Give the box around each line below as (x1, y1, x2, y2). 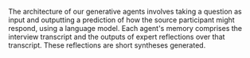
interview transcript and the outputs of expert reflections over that (8, 32, 225, 41)
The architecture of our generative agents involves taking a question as (8, 7, 242, 16)
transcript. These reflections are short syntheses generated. (8, 41, 206, 50)
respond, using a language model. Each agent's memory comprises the (8, 24, 243, 33)
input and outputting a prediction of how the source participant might (8, 15, 235, 25)
